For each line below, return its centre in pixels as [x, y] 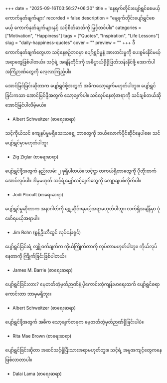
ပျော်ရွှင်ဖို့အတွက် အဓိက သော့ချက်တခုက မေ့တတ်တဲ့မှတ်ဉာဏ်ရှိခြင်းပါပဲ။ [75, 322]
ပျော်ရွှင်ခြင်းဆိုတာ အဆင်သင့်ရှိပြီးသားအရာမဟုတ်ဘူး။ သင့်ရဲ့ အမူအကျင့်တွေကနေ [83, 350]
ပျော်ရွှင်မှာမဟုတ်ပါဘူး [27, 143]
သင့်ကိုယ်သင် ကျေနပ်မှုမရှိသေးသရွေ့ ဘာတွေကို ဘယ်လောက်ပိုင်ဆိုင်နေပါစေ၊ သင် [83, 133]
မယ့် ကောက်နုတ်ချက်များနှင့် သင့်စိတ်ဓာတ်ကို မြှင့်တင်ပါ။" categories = [73, 27]
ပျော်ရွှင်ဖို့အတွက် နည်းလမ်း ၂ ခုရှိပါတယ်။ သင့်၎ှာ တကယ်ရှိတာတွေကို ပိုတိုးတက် [81, 171]
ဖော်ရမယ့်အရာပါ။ [22, 218]
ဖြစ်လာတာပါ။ [19, 360]
